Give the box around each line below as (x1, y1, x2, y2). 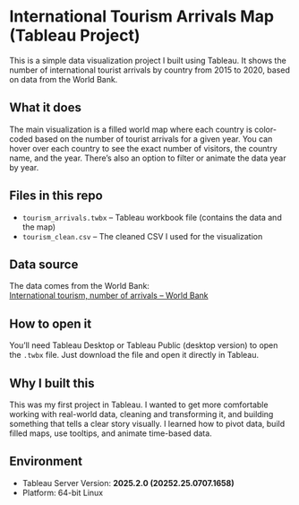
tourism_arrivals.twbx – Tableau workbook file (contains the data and (21, 212, 282, 222)
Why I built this (9, 375, 95, 391)
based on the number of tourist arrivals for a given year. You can (34, 133, 273, 144)
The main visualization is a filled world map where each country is (9, 124, 253, 135)
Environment (9, 454, 83, 469)
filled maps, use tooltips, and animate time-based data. (9, 428, 212, 439)
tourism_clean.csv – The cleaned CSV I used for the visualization (21, 231, 263, 241)
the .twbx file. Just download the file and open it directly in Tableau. (9, 350, 260, 361)
